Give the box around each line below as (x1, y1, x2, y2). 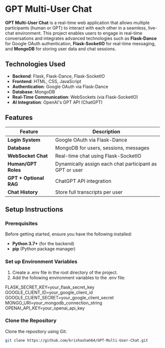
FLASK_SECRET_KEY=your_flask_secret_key (5, 284, 95, 290)
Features (5, 114, 33, 122)
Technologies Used (5, 60, 65, 68)
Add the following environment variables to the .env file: (12, 274, 126, 281)
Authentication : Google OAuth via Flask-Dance (12, 84, 109, 89)
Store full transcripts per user (55, 188, 123, 195)
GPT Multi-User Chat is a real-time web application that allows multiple (5, 20, 150, 26)
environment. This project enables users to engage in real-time (15, 30, 142, 36)
